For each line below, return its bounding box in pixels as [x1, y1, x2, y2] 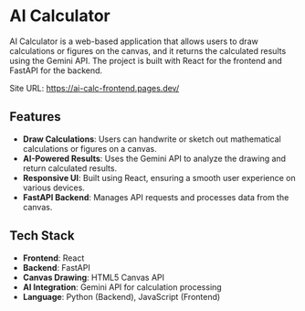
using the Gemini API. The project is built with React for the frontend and [9, 55, 282, 66]
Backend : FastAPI [22, 262, 91, 273]
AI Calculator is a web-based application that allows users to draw [9, 36, 258, 47]
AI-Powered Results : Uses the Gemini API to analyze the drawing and [22, 153, 286, 164]
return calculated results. [22, 162, 117, 174]
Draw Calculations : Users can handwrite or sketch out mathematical [22, 134, 281, 145]
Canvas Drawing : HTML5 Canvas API [22, 272, 165, 283]
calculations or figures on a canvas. [22, 143, 157, 154]
